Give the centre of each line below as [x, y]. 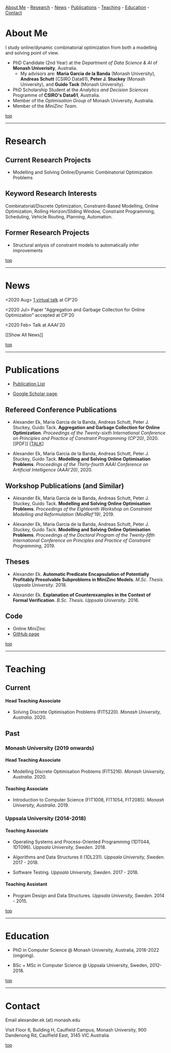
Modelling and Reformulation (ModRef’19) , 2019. [63, 514]
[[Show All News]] [24, 335]
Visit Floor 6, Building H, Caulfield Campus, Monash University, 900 [76, 1030]
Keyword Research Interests [51, 194]
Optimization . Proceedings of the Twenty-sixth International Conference [89, 433]
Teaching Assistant [26, 884]
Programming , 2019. [34, 546]
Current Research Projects [48, 160]
